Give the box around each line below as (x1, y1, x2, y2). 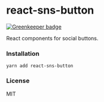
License (6, 76, 30, 85)
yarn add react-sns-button (6, 63, 74, 69)
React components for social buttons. (6, 34, 99, 42)
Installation (6, 49, 40, 58)
